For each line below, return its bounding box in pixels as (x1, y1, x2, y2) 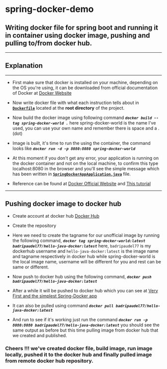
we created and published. (12, 332, 67, 338)
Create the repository (12, 223, 56, 229)
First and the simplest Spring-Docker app (12, 293, 97, 299)
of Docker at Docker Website (12, 90, 72, 96)
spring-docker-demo (5, 3, 94, 15)
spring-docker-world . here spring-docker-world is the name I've (21, 120, 156, 125)
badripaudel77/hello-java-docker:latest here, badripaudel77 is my (12, 243, 152, 248)
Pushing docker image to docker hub (5, 200, 122, 208)
